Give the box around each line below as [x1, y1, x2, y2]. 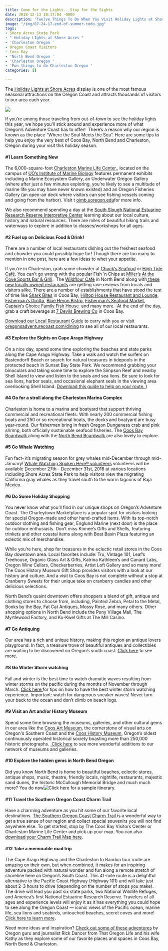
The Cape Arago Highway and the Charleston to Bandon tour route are [5, 857, 150, 863]
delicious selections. [5, 584, 47, 590]
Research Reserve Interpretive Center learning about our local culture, [5, 212, 150, 218]
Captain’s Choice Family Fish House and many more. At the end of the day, [5, 303, 161, 309]
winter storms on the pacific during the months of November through [5, 681, 147, 687]
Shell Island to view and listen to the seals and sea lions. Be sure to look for [5, 372, 160, 378]
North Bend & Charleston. [5, 941, 58, 947]
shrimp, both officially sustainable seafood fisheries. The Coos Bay [5, 427, 143, 433]
